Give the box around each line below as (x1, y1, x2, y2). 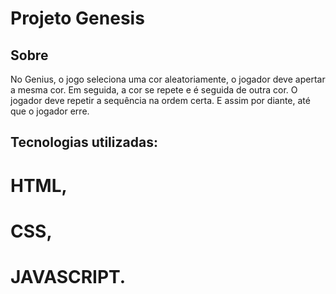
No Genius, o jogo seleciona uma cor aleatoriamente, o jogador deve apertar (10, 73, 326, 85)
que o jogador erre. (10, 105, 90, 117)
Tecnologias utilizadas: (10, 134, 158, 151)
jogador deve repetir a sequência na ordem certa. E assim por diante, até (10, 95, 311, 106)
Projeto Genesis (10, 7, 145, 30)
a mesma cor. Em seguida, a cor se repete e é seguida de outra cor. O (10, 84, 298, 96)
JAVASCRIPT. (10, 265, 127, 288)
